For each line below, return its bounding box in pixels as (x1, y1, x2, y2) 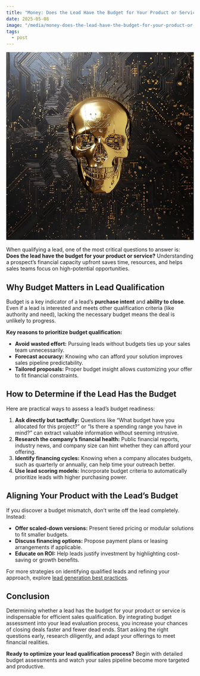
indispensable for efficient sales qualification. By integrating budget (6, 613, 172, 621)
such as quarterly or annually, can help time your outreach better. (14, 461, 176, 468)
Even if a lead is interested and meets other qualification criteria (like (6, 304, 174, 311)
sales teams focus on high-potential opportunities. (6, 265, 130, 272)
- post (11, 35, 28, 41)
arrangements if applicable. (14, 543, 83, 551)
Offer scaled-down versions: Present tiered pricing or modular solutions (14, 525, 194, 532)
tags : (6, 29, 20, 35)
